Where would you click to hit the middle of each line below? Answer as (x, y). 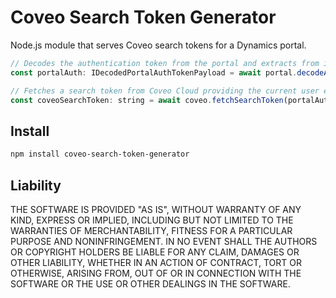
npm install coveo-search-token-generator (100, 154)
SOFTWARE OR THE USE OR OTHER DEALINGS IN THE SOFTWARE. (150, 283)
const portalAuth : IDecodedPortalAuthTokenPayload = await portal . (154, 72)
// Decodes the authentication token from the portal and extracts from (165, 63)
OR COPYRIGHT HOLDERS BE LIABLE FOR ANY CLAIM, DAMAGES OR (155, 252)
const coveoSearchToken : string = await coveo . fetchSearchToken (147, 100)
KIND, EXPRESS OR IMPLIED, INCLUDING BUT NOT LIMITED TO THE (152, 220)
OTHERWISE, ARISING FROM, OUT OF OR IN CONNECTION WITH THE (156, 273)
